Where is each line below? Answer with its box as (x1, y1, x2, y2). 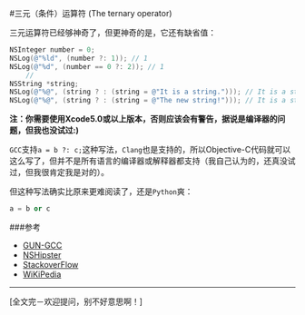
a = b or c (9, 204, 51, 213)
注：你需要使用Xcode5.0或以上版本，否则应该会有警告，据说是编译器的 (9, 113, 279, 124)
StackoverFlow (22, 260, 79, 270)
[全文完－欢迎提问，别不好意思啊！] (9, 296, 143, 307)
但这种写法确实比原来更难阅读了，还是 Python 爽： (9, 186, 193, 197)
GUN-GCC (22, 240, 63, 251)
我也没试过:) (33, 125, 79, 136)
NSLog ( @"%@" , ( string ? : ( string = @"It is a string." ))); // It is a (9, 87, 286, 97)
